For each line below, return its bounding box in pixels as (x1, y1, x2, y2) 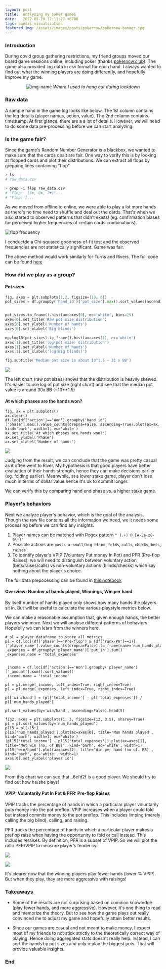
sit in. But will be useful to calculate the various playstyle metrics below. (5, 605, 152, 611)
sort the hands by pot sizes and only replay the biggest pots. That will (12, 941, 154, 947)
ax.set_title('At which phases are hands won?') (5, 431, 107, 436)
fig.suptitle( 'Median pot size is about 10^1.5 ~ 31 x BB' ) (5, 358, 132, 363)
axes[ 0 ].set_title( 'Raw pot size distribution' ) (5, 317, 107, 322)
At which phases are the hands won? (5, 398, 83, 404)
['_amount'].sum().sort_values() (5, 669, 74, 674)
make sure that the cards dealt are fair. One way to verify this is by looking (5, 152, 157, 158)
